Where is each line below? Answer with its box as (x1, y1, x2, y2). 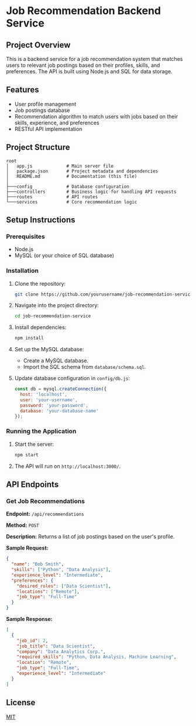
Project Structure (6, 143, 70, 152)
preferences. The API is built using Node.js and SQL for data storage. (6, 68, 173, 74)
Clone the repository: (14, 280, 66, 287)
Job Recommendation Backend (6, 4, 161, 18)
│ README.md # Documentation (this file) (6, 173, 137, 179)
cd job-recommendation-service (14, 313, 91, 319)
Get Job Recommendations (6, 497, 85, 505)
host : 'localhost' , (20, 392, 68, 398)
